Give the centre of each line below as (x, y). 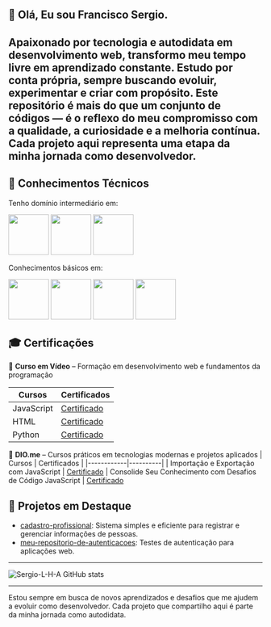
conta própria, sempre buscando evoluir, (113, 80)
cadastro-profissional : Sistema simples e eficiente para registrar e (130, 525)
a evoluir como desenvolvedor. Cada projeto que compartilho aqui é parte (131, 606)
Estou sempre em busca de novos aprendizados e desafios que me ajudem (133, 598)
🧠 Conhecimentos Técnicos (79, 184)
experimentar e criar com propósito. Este (113, 93)
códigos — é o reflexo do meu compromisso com (133, 118)
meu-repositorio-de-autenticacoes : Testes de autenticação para (127, 543)
